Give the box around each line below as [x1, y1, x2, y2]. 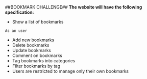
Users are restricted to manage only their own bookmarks [12, 68, 129, 74]
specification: [5, 9, 34, 15]
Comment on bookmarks [12, 53, 63, 58]
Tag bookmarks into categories [12, 58, 75, 63]
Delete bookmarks [12, 42, 49, 48]
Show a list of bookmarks [12, 19, 64, 25]
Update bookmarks [12, 48, 51, 53]
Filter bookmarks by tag [12, 63, 60, 69]
